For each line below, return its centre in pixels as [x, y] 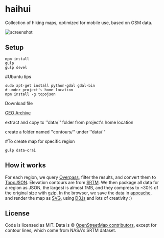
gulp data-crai [21, 150]
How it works [25, 165]
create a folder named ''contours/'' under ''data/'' [55, 132]
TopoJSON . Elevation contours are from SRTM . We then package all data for [82, 182]
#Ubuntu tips [18, 77]
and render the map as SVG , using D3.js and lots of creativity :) [69, 198]
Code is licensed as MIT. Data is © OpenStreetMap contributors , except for [81, 225]
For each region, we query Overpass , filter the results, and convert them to [81, 177]
